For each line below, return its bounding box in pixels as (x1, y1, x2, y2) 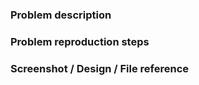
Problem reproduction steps (10, 34, 150, 48)
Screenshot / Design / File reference (10, 61, 190, 75)
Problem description (10, 8, 112, 22)
